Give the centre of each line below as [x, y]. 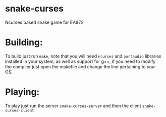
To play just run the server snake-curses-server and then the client [73, 106]
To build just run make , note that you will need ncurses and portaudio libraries [83, 56]
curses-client [20, 110]
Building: [24, 42]
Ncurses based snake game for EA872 [44, 22]
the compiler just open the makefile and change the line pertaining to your [81, 66]
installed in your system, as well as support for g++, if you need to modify [80, 61]
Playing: [22, 92]
